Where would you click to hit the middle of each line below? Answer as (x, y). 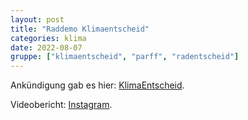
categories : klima (48, 38)
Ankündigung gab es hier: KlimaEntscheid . (97, 85)
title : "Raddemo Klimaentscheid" (80, 29)
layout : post (37, 19)
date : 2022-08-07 (46, 47)
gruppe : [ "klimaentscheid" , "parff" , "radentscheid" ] (125, 57)
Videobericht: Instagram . (61, 105)
